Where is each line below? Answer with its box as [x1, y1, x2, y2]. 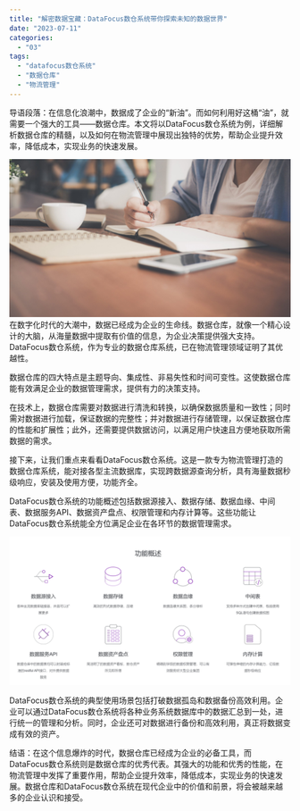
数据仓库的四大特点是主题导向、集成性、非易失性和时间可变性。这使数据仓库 [9, 372, 291, 383]
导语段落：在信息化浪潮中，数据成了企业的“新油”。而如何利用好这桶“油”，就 [9, 107, 289, 118]
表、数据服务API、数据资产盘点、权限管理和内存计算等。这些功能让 [9, 507, 257, 518]
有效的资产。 [16, 729, 64, 740]
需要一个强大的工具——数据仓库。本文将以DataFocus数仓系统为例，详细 [9, 118, 276, 129]
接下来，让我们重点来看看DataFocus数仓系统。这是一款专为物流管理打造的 [9, 455, 284, 465]
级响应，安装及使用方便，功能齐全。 [9, 477, 143, 488]
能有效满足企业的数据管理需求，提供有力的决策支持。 [9, 383, 205, 394]
